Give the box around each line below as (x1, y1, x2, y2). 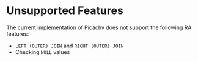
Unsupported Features (6, 4, 124, 18)
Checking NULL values (15, 48, 70, 55)
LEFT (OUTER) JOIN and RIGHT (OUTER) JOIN (15, 42, 124, 49)
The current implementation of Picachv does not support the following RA (6, 24, 192, 31)
